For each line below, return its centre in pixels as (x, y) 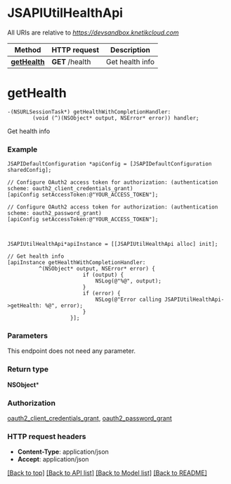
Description (130, 49)
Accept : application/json (53, 459)
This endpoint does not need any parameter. (71, 351)
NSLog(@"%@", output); (128, 281)
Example (22, 149)
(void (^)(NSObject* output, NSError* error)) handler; (116, 118)
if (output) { (103, 275)
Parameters (27, 336)
